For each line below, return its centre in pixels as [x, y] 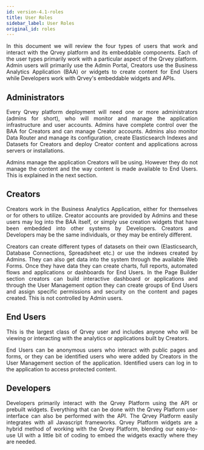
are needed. [21, 442]
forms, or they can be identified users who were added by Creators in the [102, 356]
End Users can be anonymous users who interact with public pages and [102, 350]
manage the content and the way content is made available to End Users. [102, 169]
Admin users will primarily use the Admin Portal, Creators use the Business [102, 65]
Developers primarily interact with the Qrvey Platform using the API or [102, 403]
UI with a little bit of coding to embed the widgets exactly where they [107, 435]
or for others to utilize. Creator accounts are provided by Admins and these [102, 215]
